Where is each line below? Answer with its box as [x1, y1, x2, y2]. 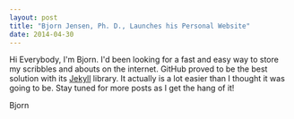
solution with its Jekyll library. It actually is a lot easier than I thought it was [9, 73, 285, 84]
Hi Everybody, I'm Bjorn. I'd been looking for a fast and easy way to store [9, 55, 280, 65]
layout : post [9, 13, 58, 22]
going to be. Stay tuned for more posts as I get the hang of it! [9, 82, 235, 94]
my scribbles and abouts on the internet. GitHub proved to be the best [9, 64, 268, 74]
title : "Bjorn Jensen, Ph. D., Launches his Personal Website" [9, 21, 251, 30]
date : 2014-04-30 [9, 30, 74, 38]
